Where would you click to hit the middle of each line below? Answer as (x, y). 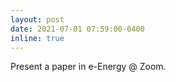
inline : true (37, 38)
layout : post (37, 19)
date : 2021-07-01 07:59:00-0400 (77, 29)
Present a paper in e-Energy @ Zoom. (88, 67)
